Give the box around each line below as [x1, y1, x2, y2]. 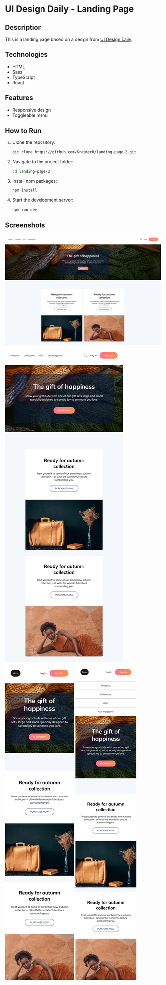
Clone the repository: [12, 140, 56, 145]
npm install [12, 188, 37, 193]
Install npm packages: [12, 178, 57, 184]
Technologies [5, 50, 48, 59]
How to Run [5, 127, 41, 135]
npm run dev [12, 207, 37, 212]
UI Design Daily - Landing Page [5, 3, 134, 15]
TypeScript [12, 74, 35, 80]
